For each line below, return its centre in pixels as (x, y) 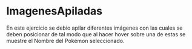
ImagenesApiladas (55, 11)
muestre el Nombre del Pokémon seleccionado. (65, 41)
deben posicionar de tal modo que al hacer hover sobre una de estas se (96, 34)
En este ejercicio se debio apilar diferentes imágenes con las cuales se (94, 28)
